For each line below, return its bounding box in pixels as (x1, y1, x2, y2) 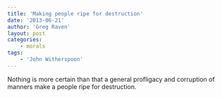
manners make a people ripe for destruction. (7, 82, 137, 91)
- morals (20, 43, 46, 50)
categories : (7, 36, 42, 43)
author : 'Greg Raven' (7, 23, 71, 30)
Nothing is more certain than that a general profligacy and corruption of (7, 75, 215, 83)
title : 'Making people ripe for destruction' (7, 10, 143, 17)
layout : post (7, 29, 46, 37)
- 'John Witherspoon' (20, 56, 83, 63)
